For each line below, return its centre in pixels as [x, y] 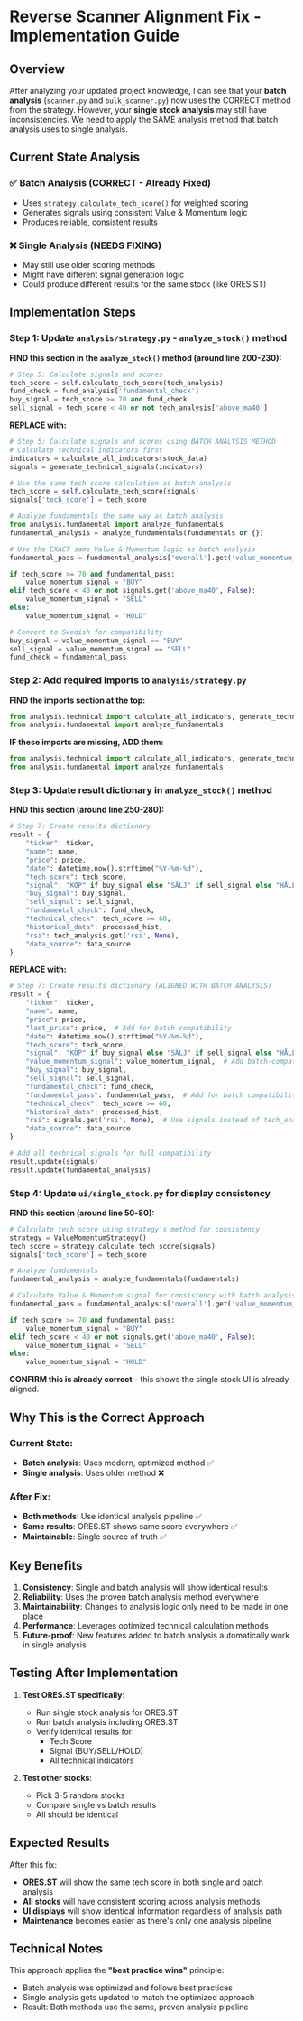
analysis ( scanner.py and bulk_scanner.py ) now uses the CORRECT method [150, 100]
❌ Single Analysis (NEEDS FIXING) [86, 245]
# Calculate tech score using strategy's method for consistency [134, 1229]
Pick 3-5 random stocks [80, 1795]
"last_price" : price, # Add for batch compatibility [129, 1028]
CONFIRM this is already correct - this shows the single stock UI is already [149, 1380]
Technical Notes [56, 1949]
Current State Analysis [75, 157]
